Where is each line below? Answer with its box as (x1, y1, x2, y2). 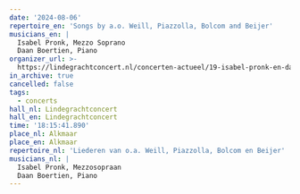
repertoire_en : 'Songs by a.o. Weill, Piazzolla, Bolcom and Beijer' (9, 21, 274, 30)
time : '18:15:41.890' (9, 122, 90, 131)
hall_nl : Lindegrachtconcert (9, 105, 118, 114)
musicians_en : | (9, 30, 70, 38)
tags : (9, 88, 29, 97)
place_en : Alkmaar (9, 138, 78, 147)
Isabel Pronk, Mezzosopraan (17, 163, 122, 172)
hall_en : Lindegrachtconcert (9, 113, 118, 122)
